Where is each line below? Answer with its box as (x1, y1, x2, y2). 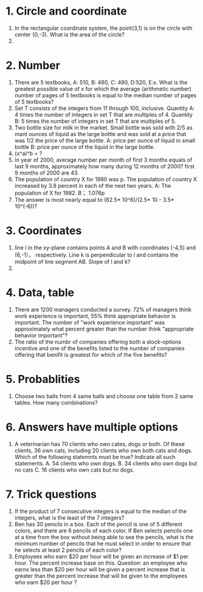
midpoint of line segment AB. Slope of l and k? (14, 258, 131, 265)
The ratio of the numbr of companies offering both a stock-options (14, 338, 182, 345)
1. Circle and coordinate (5, 4, 127, 18)
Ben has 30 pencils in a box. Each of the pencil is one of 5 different (14, 520, 183, 528)
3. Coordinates (5, 224, 82, 238)
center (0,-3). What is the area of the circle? (14, 30, 125, 38)
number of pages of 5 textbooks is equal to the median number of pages (14, 91, 197, 98)
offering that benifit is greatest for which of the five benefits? (14, 351, 168, 358)
